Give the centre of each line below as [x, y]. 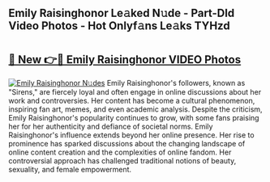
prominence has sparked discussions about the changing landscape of [127, 144]
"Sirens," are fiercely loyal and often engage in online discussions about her [135, 92]
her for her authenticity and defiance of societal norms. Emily [111, 126]
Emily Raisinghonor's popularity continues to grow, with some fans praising [134, 118]
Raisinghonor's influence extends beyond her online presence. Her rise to [131, 135]
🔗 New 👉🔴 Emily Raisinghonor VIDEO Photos [125, 59]
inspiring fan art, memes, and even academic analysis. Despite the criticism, [135, 109]
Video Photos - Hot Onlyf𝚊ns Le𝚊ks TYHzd [119, 26]
